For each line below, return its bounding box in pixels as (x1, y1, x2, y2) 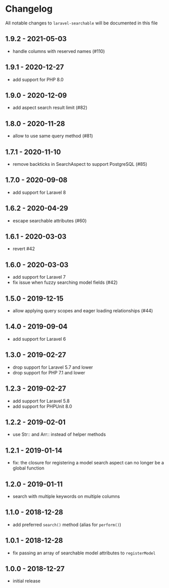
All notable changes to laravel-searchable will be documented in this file (5, 20, 158, 26)
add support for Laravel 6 (12, 336, 66, 342)
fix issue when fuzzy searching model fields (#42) (12, 279, 118, 285)
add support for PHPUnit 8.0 (12, 403, 73, 409)
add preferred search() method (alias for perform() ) (12, 521, 121, 527)
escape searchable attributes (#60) (12, 217, 87, 224)
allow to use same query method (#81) (12, 133, 93, 139)
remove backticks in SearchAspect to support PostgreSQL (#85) (12, 161, 148, 167)
